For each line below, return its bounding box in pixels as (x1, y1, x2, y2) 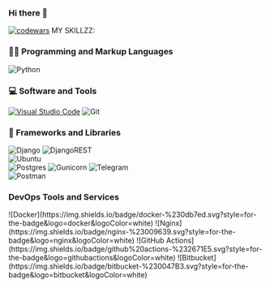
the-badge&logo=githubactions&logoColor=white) (8, 253, 176, 263)
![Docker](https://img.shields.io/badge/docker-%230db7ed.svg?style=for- (8, 210, 257, 220)
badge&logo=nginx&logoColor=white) (8, 235, 135, 246)
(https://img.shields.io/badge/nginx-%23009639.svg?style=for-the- (8, 227, 237, 237)
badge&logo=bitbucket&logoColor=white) (8, 270, 148, 280)
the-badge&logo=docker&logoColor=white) (8, 218, 154, 228)
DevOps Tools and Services (8, 191, 120, 203)
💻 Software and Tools (8, 85, 97, 97)
